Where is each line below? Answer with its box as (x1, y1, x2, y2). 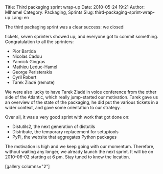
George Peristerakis (12, 69, 52, 75)
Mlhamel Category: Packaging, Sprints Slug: (5, 9, 94, 15)
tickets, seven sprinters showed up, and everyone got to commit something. (5, 34, 158, 39)
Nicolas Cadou (12, 53, 43, 59)
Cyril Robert (12, 75, 37, 80)
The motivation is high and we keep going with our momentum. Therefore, (5, 144, 155, 149)
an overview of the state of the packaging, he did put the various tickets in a (5, 99, 159, 105)
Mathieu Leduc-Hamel (12, 64, 58, 70)
